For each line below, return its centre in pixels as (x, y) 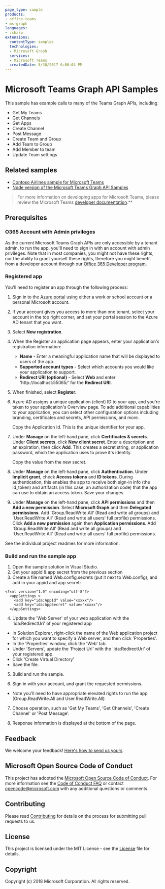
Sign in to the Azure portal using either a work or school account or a (82, 297)
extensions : (17, 38)
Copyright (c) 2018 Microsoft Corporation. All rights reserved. (67, 882)
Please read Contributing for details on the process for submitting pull (76, 816)
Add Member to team (34, 149)
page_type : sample (24, 10)
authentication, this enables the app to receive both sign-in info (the (81, 482)
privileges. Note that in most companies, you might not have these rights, (79, 253)
